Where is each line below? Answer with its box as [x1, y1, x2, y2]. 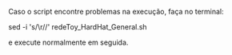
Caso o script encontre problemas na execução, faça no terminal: [8, 7, 224, 16]
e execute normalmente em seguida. [8, 37, 129, 47]
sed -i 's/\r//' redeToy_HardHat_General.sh [8, 22, 147, 31]
